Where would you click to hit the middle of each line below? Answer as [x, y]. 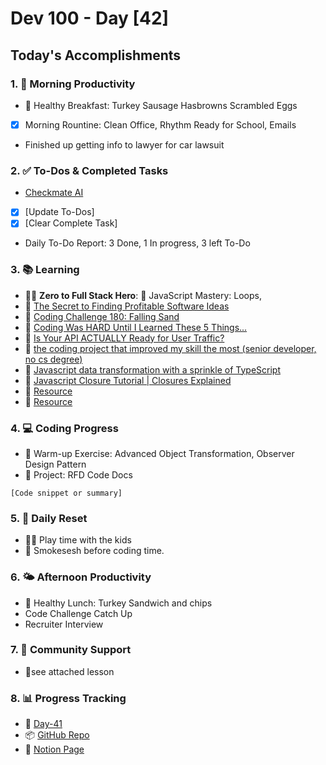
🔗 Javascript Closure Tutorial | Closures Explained [128, 380]
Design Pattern [55, 464]
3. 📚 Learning [45, 270]
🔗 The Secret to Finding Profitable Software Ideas [127, 306]
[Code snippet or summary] [66, 493]
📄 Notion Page [54, 749]
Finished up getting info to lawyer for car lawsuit [124, 144]
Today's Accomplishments [96, 55]
